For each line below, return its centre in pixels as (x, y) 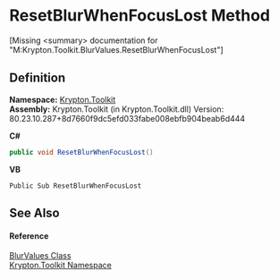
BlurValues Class (40, 256)
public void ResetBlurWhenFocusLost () (81, 152)
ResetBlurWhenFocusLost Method (140, 16)
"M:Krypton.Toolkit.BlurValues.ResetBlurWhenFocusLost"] (116, 49)
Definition (37, 78)
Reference (29, 236)
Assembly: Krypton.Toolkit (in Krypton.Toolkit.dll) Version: (117, 109)
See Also (34, 213)
